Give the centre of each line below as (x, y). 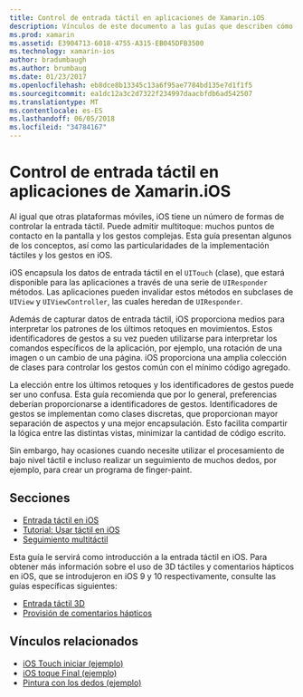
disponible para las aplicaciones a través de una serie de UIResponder (139, 282)
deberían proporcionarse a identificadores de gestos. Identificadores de (143, 403)
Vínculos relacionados (74, 641)
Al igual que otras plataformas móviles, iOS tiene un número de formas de (147, 216)
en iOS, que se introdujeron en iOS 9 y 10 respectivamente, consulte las (143, 576)
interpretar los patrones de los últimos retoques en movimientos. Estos (141, 328)
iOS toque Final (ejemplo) (70, 673)
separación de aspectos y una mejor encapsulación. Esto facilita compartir (148, 423)
